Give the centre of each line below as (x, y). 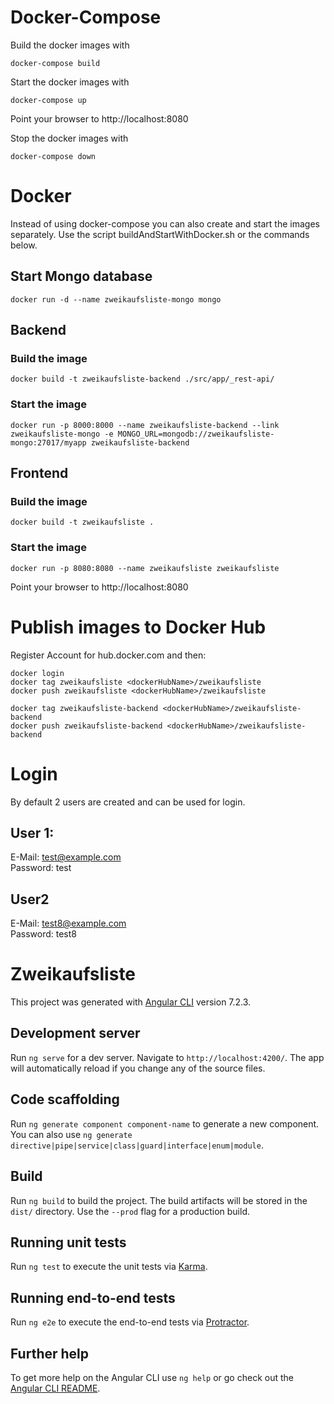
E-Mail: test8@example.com (68, 923)
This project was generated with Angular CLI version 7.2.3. (131, 1002)
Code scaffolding (65, 1099)
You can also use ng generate (71, 1134)
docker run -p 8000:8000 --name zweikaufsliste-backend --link (145, 425)
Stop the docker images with (69, 138)
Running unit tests (68, 1242)
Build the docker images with (70, 45)
